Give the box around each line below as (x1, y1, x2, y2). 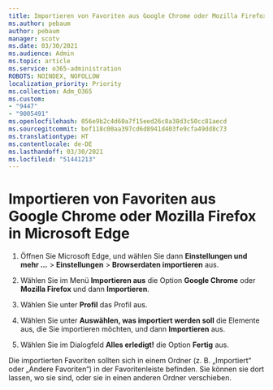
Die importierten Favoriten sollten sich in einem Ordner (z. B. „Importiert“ (8, 356, 252, 366)
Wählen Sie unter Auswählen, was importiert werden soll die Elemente (19, 315, 260, 325)
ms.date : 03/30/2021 (8, 42, 79, 50)
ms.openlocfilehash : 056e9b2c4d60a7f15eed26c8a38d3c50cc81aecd (8, 118, 227, 126)
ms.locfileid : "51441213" (8, 155, 96, 163)
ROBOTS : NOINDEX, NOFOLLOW (8, 72, 100, 80)
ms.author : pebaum (8, 19, 71, 28)
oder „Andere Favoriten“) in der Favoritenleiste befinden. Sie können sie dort (8, 364, 265, 374)
